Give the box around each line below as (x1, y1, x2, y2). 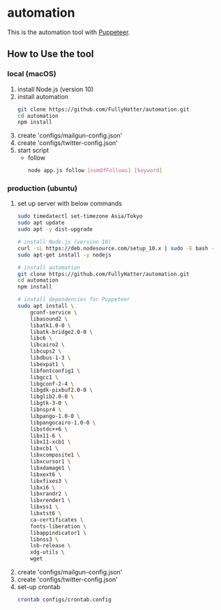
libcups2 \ (30, 348, 62, 355)
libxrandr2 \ (30, 490, 68, 498)
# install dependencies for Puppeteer (17, 296, 130, 303)
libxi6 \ (30, 484, 56, 491)
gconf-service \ (30, 309, 77, 316)
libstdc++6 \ (30, 425, 68, 433)
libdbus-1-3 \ (30, 354, 71, 362)
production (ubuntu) (7, 183, 78, 193)
